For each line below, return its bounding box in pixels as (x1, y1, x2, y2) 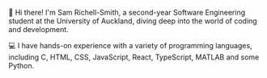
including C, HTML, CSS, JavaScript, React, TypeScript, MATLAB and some (8, 52, 260, 62)
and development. (8, 25, 69, 34)
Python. (8, 61, 35, 70)
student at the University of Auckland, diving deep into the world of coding (8, 16, 257, 26)
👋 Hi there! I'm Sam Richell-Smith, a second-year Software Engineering (8, 8, 245, 17)
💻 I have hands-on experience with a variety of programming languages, (8, 41, 252, 50)
